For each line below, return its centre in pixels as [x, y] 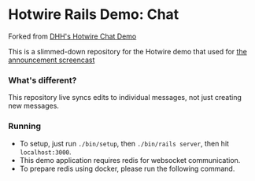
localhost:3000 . [46, 152]
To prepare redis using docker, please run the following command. [127, 168]
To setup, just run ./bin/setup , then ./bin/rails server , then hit [124, 143]
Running [25, 126]
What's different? [42, 80]
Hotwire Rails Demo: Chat [94, 15]
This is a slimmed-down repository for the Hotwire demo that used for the [128, 51]
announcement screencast [52, 60]
